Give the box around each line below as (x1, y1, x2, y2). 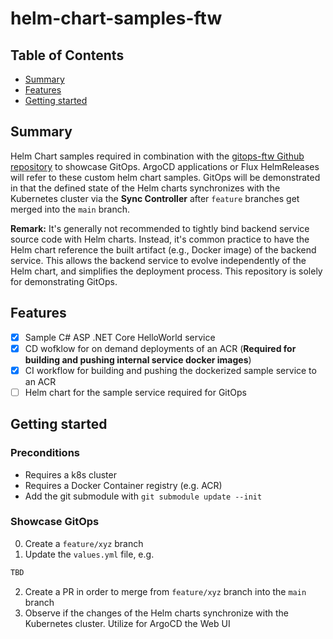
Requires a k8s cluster (24, 468, 117, 481)
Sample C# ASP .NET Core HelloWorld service (24, 331, 216, 343)
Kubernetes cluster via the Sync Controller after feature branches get (10, 192, 300, 204)
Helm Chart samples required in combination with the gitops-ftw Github (10, 150, 305, 162)
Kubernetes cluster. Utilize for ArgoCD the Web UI (24, 617, 231, 629)
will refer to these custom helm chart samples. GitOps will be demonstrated (10, 171, 321, 183)
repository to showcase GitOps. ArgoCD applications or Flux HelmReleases (10, 160, 320, 172)
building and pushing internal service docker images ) (24, 353, 252, 366)
